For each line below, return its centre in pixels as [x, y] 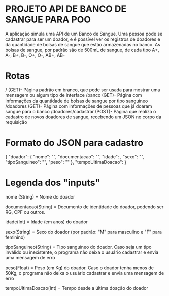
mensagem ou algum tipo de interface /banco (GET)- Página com [74, 95]
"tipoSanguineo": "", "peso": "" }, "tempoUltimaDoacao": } [66, 162]
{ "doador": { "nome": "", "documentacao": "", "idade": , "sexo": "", [75, 157]
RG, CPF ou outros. [25, 212]
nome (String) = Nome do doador [40, 196]
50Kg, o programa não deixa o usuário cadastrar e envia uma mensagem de [85, 273]
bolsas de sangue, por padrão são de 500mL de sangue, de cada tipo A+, [82, 50]
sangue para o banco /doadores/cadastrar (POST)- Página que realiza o [81, 111]
